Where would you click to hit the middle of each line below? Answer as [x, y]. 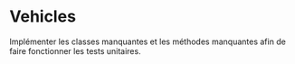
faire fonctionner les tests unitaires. [76, 50]
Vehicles [43, 17]
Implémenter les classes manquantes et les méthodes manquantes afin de [148, 41]
